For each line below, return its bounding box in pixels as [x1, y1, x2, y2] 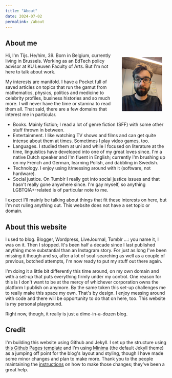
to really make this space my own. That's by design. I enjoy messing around [5, 290, 165, 296]
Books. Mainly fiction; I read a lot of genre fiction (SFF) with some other [12, 121, 164, 128]
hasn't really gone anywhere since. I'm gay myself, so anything [12, 181, 146, 187]
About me [5, 39, 37, 47]
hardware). [12, 171, 36, 177]
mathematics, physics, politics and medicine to [5, 90, 104, 96]
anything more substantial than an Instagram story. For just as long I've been [5, 247, 167, 253]
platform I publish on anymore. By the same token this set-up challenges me [5, 285, 166, 290]
